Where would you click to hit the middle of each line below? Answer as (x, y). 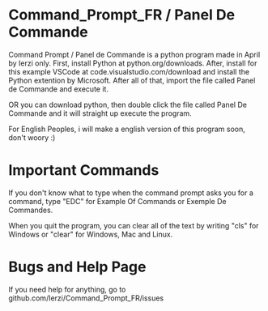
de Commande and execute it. (59, 89)
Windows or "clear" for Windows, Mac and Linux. (91, 234)
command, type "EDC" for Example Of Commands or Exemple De (117, 201)
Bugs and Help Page (77, 267)
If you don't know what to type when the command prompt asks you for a (131, 193)
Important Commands (84, 170)
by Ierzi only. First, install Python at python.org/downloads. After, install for (133, 63)
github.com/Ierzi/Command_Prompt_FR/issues (86, 298)
